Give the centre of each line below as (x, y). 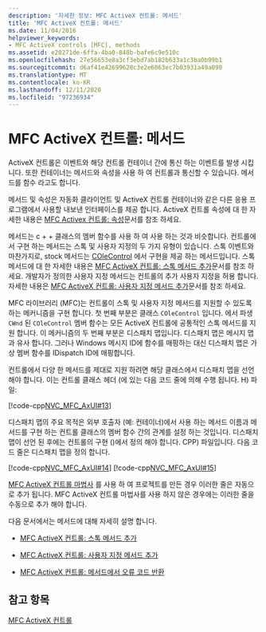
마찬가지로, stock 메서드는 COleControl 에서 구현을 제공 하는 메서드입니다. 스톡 (132, 257)
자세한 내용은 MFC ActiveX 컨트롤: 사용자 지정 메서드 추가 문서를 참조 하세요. (127, 286)
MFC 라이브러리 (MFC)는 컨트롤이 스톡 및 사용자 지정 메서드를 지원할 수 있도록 (130, 303)
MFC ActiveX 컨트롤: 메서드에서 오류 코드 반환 (92, 572)
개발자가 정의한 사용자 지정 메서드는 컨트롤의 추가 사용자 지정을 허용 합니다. (142, 277)
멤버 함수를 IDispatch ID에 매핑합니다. (76, 353)
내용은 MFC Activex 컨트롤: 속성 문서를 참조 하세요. (102, 219)
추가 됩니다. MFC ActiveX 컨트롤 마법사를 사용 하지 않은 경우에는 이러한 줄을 (135, 494)
